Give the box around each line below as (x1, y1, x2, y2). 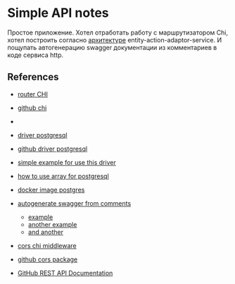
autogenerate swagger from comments (17, 199, 132, 207)
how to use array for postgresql (17, 171, 109, 180)
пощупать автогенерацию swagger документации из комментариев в (7, 43, 217, 51)
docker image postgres (17, 185, 85, 194)
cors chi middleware (17, 241, 77, 249)
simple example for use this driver (17, 158, 116, 166)
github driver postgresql (17, 144, 88, 153)
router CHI (17, 89, 48, 98)
